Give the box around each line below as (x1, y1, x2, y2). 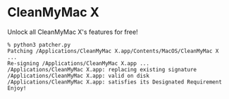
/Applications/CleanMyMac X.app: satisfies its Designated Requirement (7, 78, 222, 86)
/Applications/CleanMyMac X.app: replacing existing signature (7, 66, 197, 73)
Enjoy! (7, 84, 27, 92)
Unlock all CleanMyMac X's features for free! (7, 28, 139, 36)
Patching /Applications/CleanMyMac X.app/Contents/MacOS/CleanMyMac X (7, 47, 219, 54)
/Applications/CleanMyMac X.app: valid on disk (7, 72, 150, 79)
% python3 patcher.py (7, 41, 71, 48)
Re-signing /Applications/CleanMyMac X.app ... (7, 59, 150, 67)
